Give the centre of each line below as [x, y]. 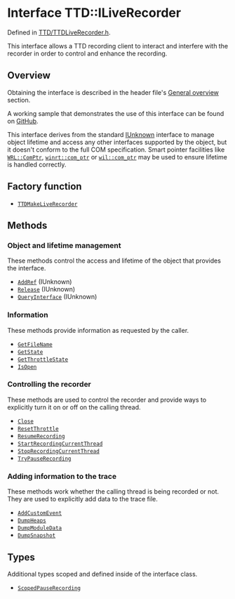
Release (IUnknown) [46, 289]
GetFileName [35, 344]
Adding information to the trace [62, 476]
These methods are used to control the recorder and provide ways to [107, 400]
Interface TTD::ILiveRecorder [94, 13]
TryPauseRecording [44, 459]
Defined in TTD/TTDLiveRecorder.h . [59, 32]
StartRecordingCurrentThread [60, 444]
